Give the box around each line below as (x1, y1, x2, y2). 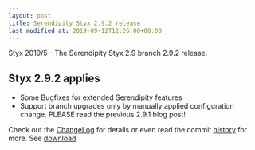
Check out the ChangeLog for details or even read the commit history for (8, 125, 247, 135)
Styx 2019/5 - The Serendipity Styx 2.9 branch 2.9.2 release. (8, 49, 208, 58)
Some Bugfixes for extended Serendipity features (19, 93, 182, 102)
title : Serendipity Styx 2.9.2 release (8, 19, 141, 27)
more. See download (8, 133, 76, 144)
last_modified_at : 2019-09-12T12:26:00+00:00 (8, 26, 162, 34)
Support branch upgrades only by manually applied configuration (19, 101, 234, 111)
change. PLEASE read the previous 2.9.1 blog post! (19, 109, 186, 120)
